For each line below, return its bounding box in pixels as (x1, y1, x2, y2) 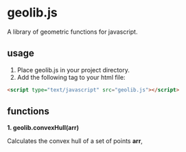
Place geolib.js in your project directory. (16, 65, 130, 74)
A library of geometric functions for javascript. (7, 28, 138, 36)
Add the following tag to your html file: (16, 73, 126, 81)
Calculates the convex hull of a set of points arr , (7, 137, 143, 145)
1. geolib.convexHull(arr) (7, 124, 80, 132)
